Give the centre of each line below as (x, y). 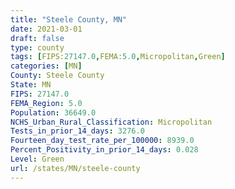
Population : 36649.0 (53, 112)
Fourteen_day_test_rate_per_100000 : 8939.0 (102, 141)
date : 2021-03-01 (46, 29)
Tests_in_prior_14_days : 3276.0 (77, 131)
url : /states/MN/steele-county (75, 168)
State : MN (31, 85)
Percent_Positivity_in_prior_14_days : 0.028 (104, 150)
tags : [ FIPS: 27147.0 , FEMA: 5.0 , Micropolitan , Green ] (118, 57)
